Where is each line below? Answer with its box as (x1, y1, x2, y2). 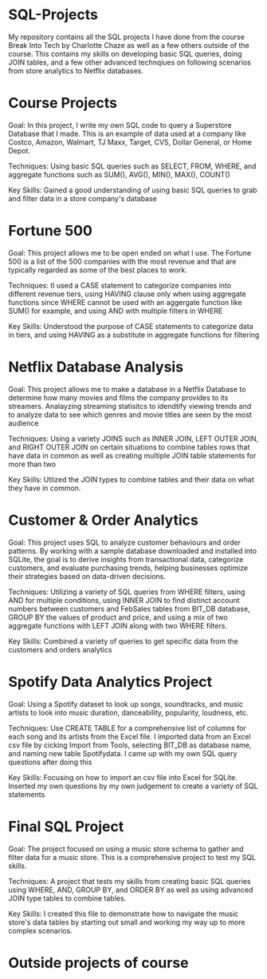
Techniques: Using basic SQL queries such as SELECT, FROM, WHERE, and (8, 161, 257, 171)
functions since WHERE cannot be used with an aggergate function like (8, 297, 242, 307)
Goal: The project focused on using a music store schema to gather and (8, 844, 245, 854)
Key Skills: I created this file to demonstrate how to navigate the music (8, 909, 239, 918)
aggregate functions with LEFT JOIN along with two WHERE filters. (8, 620, 227, 630)
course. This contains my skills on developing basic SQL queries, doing (8, 49, 242, 58)
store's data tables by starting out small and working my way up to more (8, 917, 245, 927)
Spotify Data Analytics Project (8, 672, 213, 691)
